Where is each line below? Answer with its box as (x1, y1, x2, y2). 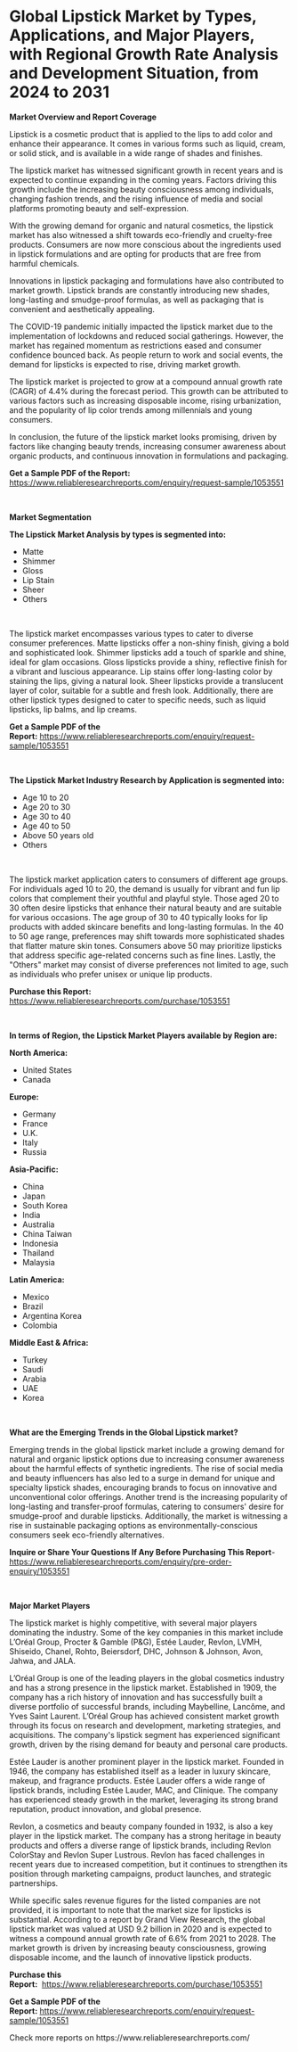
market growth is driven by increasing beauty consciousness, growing (9, 1942, 267, 1953)
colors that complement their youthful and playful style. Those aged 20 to (9, 893, 279, 903)
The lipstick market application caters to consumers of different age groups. (9, 874, 288, 885)
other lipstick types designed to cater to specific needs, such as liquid (9, 694, 267, 705)
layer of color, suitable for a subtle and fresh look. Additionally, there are (9, 685, 274, 696)
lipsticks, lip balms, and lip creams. (9, 704, 138, 714)
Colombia (21, 1320, 58, 1331)
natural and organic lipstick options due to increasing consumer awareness (9, 1454, 285, 1464)
